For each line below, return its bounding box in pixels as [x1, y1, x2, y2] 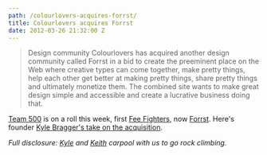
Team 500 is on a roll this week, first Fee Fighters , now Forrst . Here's [8, 114, 235, 124]
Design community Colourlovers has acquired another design [27, 48, 230, 58]
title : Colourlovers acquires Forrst [8, 19, 134, 27]
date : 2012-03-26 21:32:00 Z [8, 26, 105, 34]
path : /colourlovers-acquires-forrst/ [8, 11, 137, 20]
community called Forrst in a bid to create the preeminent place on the [27, 56, 260, 66]
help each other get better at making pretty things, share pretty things [27, 73, 257, 83]
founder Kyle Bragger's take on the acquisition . [8, 122, 163, 132]
